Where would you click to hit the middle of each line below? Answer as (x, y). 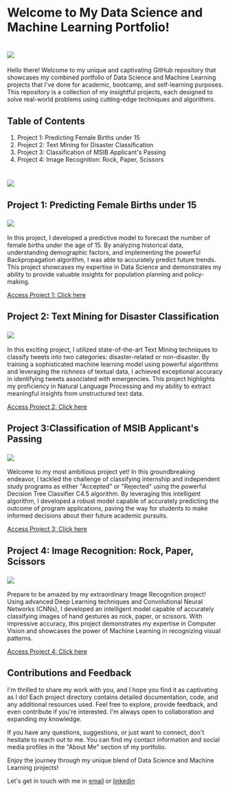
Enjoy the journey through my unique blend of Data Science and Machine (111, 760)
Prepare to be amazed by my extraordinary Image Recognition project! (106, 594)
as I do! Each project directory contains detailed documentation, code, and (113, 697)
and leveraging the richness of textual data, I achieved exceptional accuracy (115, 371)
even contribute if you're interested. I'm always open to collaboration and (111, 711)
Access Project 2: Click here (47, 407)
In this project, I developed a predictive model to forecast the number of (109, 237)
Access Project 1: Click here (46, 295)
